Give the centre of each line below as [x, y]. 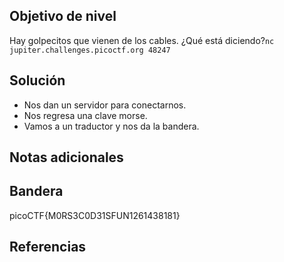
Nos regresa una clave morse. [85, 115]
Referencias [48, 247]
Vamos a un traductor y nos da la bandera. [111, 126]
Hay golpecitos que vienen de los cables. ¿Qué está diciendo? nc [142, 40]
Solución [37, 80]
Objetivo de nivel [63, 16]
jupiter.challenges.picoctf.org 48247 [90, 50]
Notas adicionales [66, 157]
